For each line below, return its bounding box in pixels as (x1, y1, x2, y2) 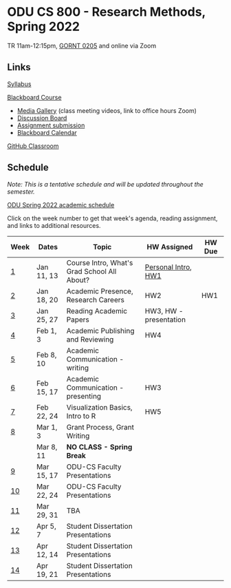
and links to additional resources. (7, 221, 101, 229)
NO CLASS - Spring (66, 442, 133, 452)
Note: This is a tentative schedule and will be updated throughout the (7, 180, 204, 188)
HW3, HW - (144, 306, 184, 315)
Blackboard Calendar (16, 128, 78, 136)
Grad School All (66, 266, 117, 276)
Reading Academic (66, 306, 128, 315)
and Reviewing (66, 335, 114, 344)
